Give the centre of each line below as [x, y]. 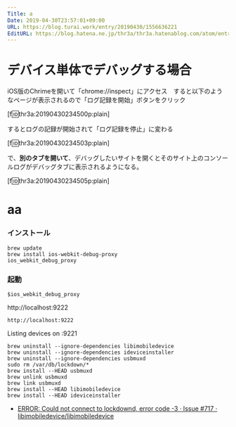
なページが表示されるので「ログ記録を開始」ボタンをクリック [97, 100]
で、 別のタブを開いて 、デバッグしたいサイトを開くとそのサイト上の [105, 158]
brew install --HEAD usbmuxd [50, 371]
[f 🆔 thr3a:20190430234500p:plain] [59, 114]
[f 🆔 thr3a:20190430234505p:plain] [59, 181]
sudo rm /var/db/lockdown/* [48, 364]
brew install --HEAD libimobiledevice [64, 389]
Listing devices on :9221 [42, 333]
